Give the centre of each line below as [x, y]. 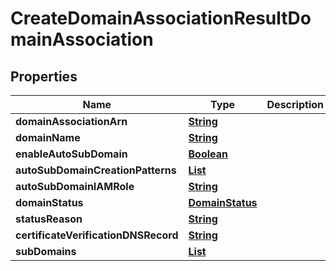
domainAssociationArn [71, 121]
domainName [48, 137]
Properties [44, 76]
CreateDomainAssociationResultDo [161, 18]
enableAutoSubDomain [71, 154]
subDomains [46, 251]
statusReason [49, 219]
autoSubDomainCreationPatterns [96, 170]
